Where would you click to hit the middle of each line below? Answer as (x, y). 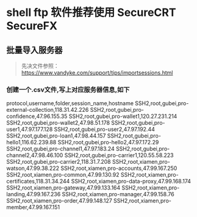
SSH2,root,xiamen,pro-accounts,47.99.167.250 (119, 168)
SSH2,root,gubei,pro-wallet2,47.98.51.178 (58, 123)
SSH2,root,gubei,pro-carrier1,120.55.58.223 (119, 155)
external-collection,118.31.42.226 (48, 110)
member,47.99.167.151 (33, 207)
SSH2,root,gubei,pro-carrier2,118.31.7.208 (59, 162)
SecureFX (32, 26)
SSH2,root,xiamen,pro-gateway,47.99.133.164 (63, 188)
